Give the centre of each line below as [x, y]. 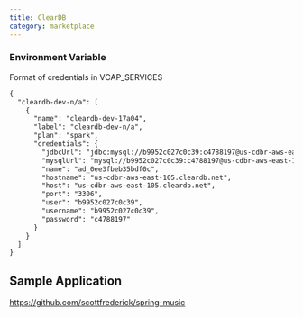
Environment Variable [58, 58]
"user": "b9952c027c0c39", [92, 203]
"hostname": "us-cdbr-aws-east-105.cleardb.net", [137, 177]
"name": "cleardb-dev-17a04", [90, 119]
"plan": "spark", [66, 136]
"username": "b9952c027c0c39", [101, 211]
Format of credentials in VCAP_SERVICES [86, 77]
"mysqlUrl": [64, 160]
